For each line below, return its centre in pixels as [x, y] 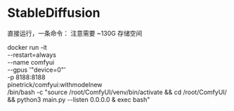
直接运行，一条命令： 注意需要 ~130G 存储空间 [75, 33]
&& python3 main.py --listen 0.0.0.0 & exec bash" [79, 99]
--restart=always [32, 55]
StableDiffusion [54, 13]
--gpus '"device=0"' [37, 70]
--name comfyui [31, 62]
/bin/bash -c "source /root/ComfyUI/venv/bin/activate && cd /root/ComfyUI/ [117, 92]
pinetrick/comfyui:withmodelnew [55, 84]
